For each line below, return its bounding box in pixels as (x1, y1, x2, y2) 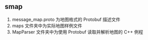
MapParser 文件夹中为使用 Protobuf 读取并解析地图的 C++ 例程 (12, 28, 143, 35)
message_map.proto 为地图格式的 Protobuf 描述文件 (12, 16, 121, 22)
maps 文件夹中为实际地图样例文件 (12, 22, 83, 28)
